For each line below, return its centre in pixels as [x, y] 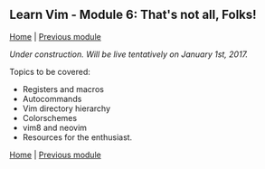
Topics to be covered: [50, 71]
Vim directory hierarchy [66, 108]
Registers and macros [63, 89]
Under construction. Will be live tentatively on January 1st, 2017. [129, 54]
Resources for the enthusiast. [77, 137]
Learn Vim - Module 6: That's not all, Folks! [133, 15]
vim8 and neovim [55, 127]
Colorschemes [50, 117]
